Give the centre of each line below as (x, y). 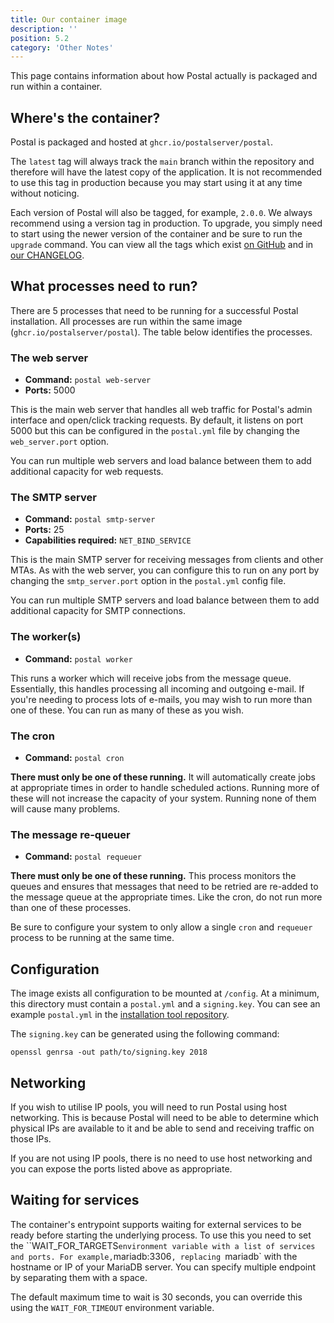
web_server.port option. (59, 442)
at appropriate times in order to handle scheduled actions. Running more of (165, 788)
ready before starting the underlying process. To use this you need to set (161, 1235)
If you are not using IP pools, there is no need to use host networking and (161, 1158)
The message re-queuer (70, 834)
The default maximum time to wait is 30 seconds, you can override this (156, 1297)
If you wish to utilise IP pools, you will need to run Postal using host (148, 1107)
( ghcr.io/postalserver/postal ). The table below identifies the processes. (161, 332)
